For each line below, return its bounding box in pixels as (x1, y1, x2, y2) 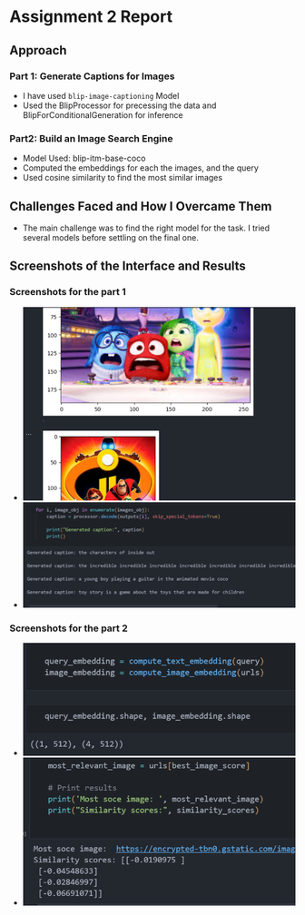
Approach (9, 43, 67, 58)
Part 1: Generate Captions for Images (9, 70, 175, 83)
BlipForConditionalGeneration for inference (22, 109, 183, 120)
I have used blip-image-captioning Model (22, 90, 180, 101)
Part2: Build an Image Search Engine (9, 132, 173, 144)
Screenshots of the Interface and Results (9, 259, 247, 274)
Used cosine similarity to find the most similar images (22, 172, 223, 183)
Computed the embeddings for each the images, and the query (22, 162, 259, 173)
